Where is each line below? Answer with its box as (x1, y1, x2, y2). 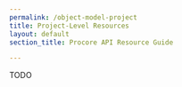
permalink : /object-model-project (9, 12, 138, 22)
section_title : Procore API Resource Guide (9, 37, 174, 47)
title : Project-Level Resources (9, 21, 129, 30)
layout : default (9, 29, 70, 38)
